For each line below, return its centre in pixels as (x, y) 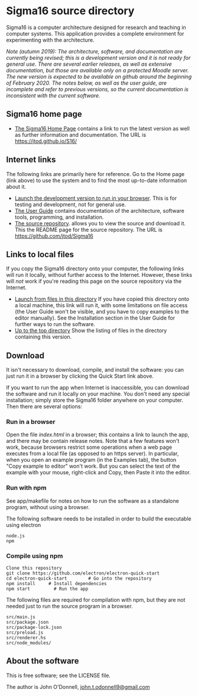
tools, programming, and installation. (59, 217)
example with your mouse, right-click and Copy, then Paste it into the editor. (98, 472)
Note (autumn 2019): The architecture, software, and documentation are (95, 51)
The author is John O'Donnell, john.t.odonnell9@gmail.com (78, 687)
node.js (16, 536)
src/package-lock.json (34, 628)
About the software (43, 661)
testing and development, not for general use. (70, 204)
